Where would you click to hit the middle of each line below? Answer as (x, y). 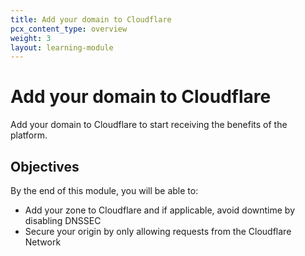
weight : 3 (31, 38)
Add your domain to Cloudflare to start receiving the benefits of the (149, 125)
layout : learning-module (62, 47)
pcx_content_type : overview (69, 29)
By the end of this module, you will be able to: (104, 190)
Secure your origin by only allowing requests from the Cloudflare (158, 231)
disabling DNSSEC (63, 220)
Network (43, 242)
